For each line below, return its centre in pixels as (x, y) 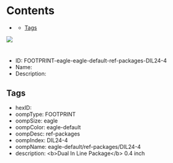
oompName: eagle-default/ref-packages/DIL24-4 (78, 146)
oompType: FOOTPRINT (45, 114)
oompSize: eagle (37, 121)
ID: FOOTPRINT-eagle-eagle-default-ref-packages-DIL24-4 (91, 61)
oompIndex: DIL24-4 (42, 140)
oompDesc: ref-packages (48, 134)
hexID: (23, 107)
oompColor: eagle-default (48, 127)
